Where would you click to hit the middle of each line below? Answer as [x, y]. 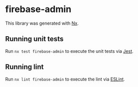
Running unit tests [34, 39]
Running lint [25, 67]
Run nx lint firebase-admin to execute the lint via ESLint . [65, 79]
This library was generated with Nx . [42, 23]
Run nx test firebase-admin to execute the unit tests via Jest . [70, 51]
